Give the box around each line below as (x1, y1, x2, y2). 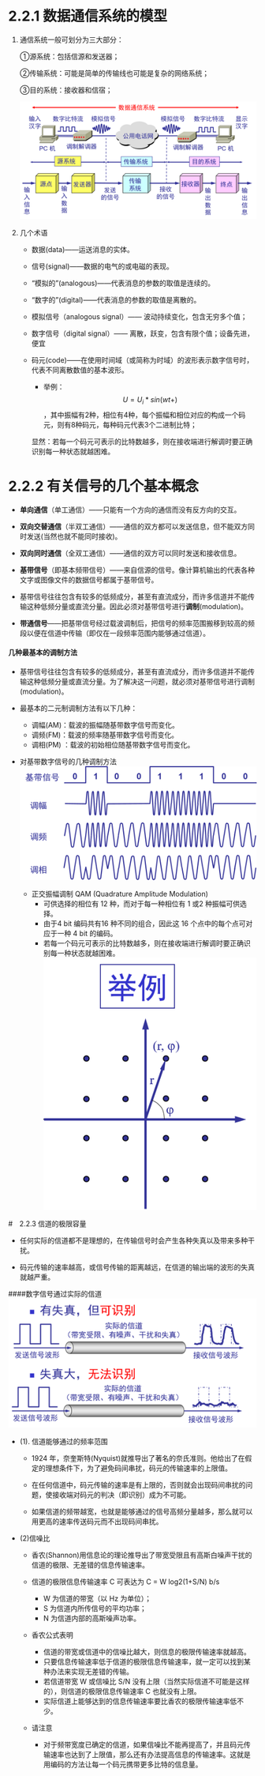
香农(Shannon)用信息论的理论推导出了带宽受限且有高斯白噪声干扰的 (31, 1550, 252, 1560)
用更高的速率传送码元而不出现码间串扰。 (31, 1517, 163, 1526)
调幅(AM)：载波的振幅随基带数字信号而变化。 (31, 721, 180, 730)
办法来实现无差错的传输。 (50, 1667, 134, 1676)
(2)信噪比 (19, 1533, 50, 1543)
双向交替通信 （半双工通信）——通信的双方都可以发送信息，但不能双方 (19, 521, 248, 531)
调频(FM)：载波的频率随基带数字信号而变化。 (31, 730, 179, 739)
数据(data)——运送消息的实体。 (31, 245, 134, 254)
